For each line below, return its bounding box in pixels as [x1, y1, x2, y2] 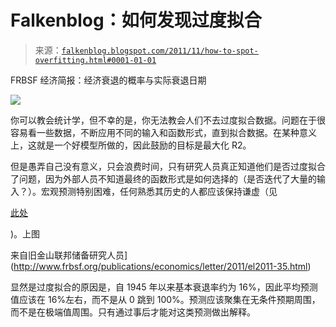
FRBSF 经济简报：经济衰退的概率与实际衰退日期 [10, 74, 207, 86]
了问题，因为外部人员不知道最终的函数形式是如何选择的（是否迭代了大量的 [10, 172, 317, 185]
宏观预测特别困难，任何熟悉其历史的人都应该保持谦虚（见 [40, 185, 278, 197]
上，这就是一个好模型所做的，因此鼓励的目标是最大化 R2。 [10, 139, 252, 151]
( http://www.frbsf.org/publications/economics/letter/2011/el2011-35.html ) [10, 260, 312, 272]
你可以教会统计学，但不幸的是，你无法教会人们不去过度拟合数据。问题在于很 [10, 114, 326, 126]
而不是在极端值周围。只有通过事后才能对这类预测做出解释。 [10, 306, 256, 318]
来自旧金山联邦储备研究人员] [10, 249, 128, 261]
